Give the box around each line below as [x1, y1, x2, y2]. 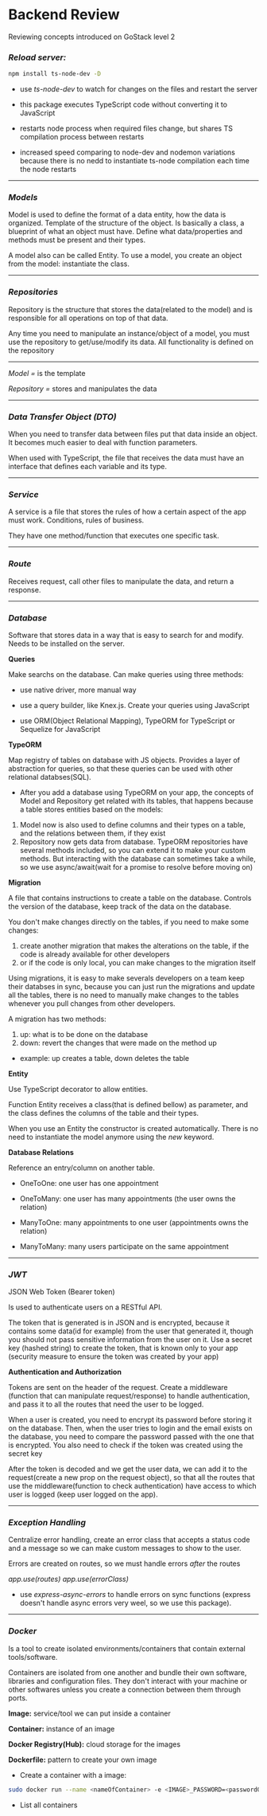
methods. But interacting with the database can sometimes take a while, [19, 854, 256, 863]
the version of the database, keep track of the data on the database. [8, 902, 232, 911]
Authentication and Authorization [8, 1368, 122, 1377]
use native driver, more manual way [19, 685, 137, 695]
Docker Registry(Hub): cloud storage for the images [8, 1739, 181, 1749]
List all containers [19, 1800, 78, 1810]
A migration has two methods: [8, 1014, 107, 1023]
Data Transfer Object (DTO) [8, 411, 117, 422]
